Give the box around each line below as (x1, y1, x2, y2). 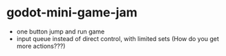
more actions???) (16, 42, 66, 50)
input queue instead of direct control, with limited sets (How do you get (16, 34, 219, 42)
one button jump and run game (16, 27, 105, 36)
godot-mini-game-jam (6, 5, 138, 20)
